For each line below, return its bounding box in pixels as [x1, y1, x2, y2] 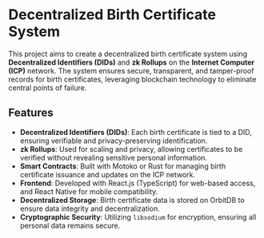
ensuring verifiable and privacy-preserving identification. [19, 136, 208, 145]
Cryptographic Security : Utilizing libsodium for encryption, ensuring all [19, 212, 257, 221]
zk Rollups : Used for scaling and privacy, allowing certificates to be [19, 144, 243, 153]
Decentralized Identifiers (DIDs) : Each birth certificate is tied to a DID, [19, 127, 252, 137]
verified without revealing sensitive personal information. [19, 153, 208, 162]
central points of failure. [8, 82, 87, 93]
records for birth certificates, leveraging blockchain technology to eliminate [8, 74, 257, 84]
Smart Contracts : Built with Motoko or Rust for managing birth [19, 161, 226, 171]
